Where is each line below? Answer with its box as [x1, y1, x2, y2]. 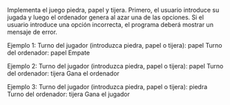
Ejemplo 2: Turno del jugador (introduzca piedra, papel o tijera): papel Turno [7, 62, 224, 70]
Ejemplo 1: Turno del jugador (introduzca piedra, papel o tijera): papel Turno [7, 41, 222, 49]
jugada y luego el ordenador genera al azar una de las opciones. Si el [7, 13, 204, 21]
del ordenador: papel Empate [7, 48, 90, 57]
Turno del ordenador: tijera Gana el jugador [7, 90, 130, 98]
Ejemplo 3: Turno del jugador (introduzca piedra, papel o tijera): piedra [7, 83, 208, 90]
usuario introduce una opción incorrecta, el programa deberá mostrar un [7, 21, 214, 28]
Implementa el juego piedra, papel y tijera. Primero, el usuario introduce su [7, 6, 220, 14]
